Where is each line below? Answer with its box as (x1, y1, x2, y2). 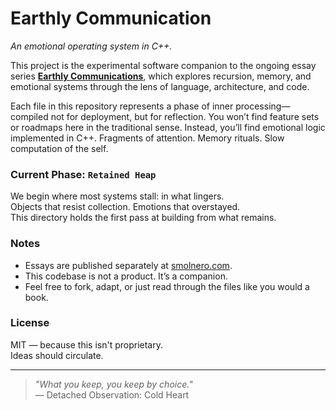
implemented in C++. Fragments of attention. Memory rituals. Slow (10, 132, 285, 144)
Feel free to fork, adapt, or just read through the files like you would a (24, 280, 310, 292)
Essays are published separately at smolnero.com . (24, 259, 233, 271)
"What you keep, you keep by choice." (34, 378, 193, 390)
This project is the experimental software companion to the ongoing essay (10, 59, 317, 71)
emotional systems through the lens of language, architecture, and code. (10, 80, 310, 92)
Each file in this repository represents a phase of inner (10, 100, 234, 112)
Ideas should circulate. (10, 349, 104, 361)
